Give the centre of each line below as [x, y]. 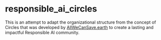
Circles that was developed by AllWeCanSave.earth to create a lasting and [80, 27]
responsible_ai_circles [51, 9]
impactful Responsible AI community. [42, 32]
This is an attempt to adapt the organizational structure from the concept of [81, 22]
